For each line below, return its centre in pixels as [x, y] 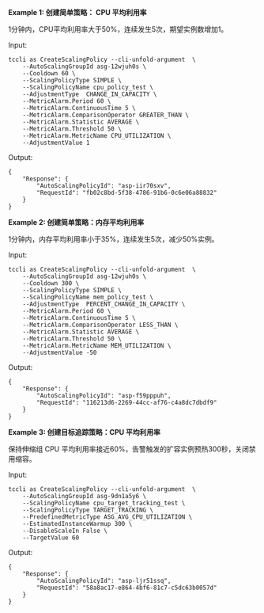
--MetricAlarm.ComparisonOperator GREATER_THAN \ [106, 115]
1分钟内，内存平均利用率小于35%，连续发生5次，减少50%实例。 [113, 239]
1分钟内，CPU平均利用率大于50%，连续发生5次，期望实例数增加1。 [118, 29]
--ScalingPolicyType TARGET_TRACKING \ [88, 510]
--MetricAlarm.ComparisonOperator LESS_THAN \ [100, 325]
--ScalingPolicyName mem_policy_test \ [88, 297]
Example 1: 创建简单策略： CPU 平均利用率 [78, 12]
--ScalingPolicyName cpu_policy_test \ [88, 87]
